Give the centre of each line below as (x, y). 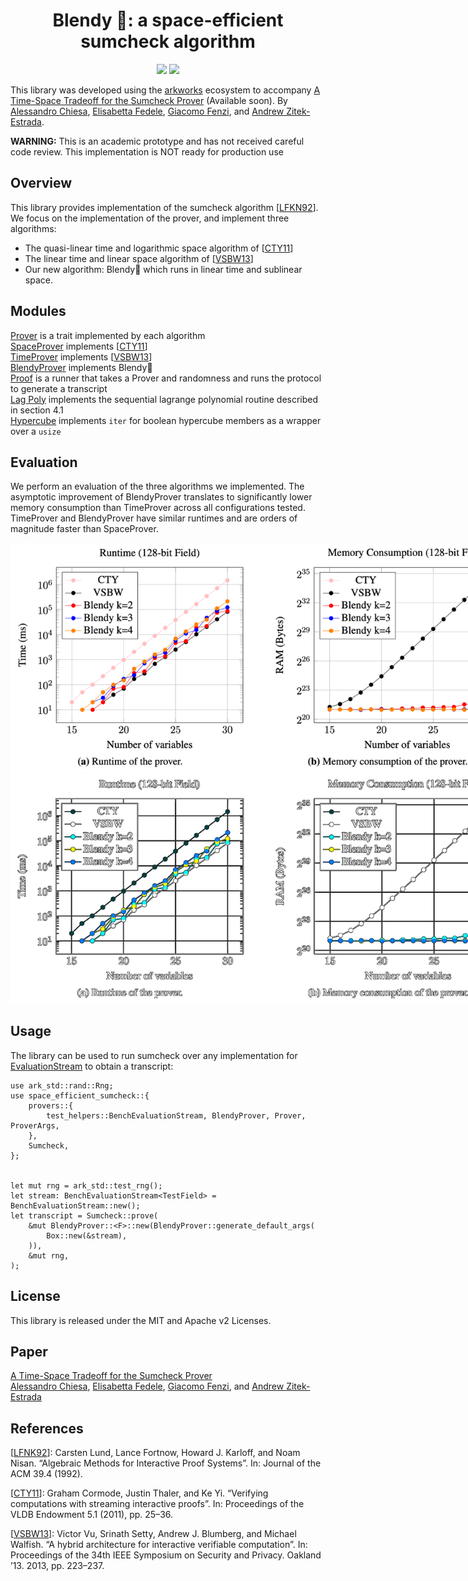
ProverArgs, (35, 1125)
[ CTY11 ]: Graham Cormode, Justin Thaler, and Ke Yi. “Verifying (139, 1493)
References (47, 1428)
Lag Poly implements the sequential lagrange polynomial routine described (164, 399)
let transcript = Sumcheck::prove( (84, 1215)
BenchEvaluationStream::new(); (75, 1205)
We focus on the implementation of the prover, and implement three (150, 218)
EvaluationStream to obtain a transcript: (92, 1066)
